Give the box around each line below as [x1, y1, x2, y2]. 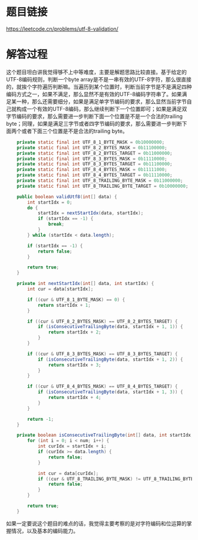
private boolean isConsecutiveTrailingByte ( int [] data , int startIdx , [16, 432, 194, 438]
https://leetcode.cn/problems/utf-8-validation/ [6, 25, 119, 32]
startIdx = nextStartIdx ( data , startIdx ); [37, 210, 144, 216]
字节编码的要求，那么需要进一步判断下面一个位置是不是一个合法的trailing [6, 113, 183, 120]
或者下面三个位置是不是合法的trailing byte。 [21, 127, 128, 135]
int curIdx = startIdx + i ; [37, 443, 107, 449]
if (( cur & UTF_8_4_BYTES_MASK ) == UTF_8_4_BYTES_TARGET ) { [27, 384, 178, 390]
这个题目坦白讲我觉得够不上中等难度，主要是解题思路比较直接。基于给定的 [6, 68, 187, 76]
